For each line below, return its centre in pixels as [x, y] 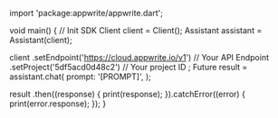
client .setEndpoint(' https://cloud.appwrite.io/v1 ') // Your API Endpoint [139, 57]
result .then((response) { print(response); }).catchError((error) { [128, 94]
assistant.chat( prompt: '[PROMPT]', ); [81, 77]
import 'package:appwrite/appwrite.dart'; [86, 13]
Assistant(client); [41, 40]
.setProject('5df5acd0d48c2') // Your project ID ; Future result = [129, 67]
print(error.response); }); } [58, 104]
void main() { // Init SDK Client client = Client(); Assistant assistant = [136, 30]
